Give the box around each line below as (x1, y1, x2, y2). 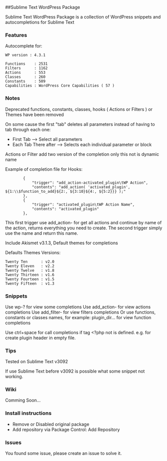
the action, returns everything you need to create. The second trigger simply (5, 225, 163, 231)
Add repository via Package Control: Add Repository (12, 427, 120, 433)
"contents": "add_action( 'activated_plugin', (31, 184, 131, 189)
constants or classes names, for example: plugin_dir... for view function (5, 314, 152, 320)
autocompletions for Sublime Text (5, 19, 75, 25)
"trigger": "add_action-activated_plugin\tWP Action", (31, 180, 149, 185)
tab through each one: (5, 126, 51, 132)
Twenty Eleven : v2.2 (5, 263, 55, 269)
